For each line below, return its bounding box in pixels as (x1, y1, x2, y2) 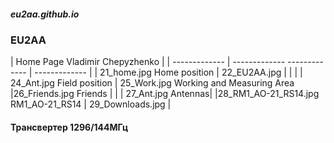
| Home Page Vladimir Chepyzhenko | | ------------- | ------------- (10, 56, 286, 68)
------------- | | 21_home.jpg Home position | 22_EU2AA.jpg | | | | (34, 66, 303, 79)
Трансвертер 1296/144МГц (10, 121, 129, 133)
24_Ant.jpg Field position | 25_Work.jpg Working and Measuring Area (10, 77, 295, 89)
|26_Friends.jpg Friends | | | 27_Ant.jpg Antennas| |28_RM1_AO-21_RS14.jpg (10, 88, 320, 100)
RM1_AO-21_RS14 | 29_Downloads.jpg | (10, 98, 172, 110)
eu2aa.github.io (10, 8, 80, 20)
